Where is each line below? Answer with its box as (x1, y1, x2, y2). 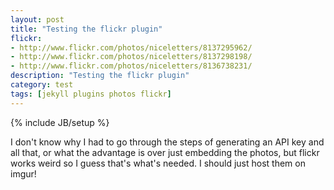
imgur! (10, 167, 37, 180)
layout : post (10, 14, 65, 25)
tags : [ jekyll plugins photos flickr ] (10, 89, 172, 99)
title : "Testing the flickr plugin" (10, 24, 163, 34)
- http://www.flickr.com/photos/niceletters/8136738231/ (10, 61, 253, 71)
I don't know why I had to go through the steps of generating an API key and (10, 136, 325, 148)
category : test (10, 80, 74, 90)
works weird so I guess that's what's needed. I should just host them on (10, 157, 306, 169)
